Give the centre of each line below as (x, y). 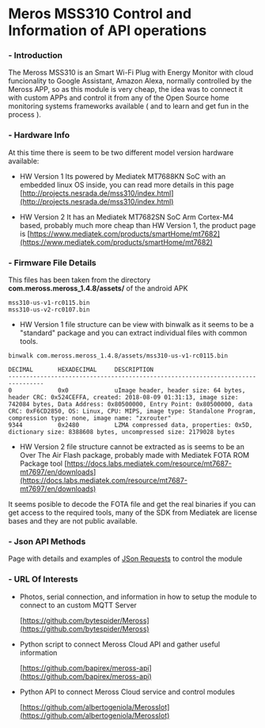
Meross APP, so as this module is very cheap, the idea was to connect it (126, 90)
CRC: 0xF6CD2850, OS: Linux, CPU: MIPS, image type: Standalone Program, (132, 412)
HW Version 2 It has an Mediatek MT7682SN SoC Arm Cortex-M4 (127, 217)
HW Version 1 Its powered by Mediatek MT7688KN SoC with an (123, 176)
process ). (25, 115)
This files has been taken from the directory (79, 280)
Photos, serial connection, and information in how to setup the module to (138, 597)
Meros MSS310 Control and (100, 14)
